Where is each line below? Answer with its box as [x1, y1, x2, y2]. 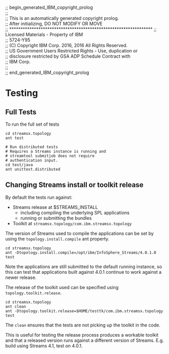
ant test [5, 135, 24, 140]
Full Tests [5, 107, 37, 116]
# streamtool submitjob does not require [5, 153, 95, 158]
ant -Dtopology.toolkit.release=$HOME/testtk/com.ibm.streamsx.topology [5, 309, 163, 314]
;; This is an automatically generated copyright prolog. [5, 15, 119, 21]
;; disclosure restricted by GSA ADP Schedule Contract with [5, 53, 131, 59]
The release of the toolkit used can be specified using [5, 284, 119, 290]
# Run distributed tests [5, 145, 58, 150]
